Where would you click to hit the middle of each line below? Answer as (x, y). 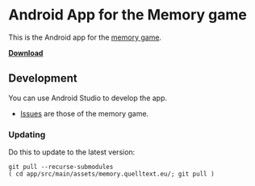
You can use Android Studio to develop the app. (88, 98)
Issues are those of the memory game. (84, 113)
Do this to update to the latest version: (72, 152)
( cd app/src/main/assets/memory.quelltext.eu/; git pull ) (112, 174)
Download (26, 53)
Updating (27, 134)
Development (43, 78)
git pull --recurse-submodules (61, 167)
